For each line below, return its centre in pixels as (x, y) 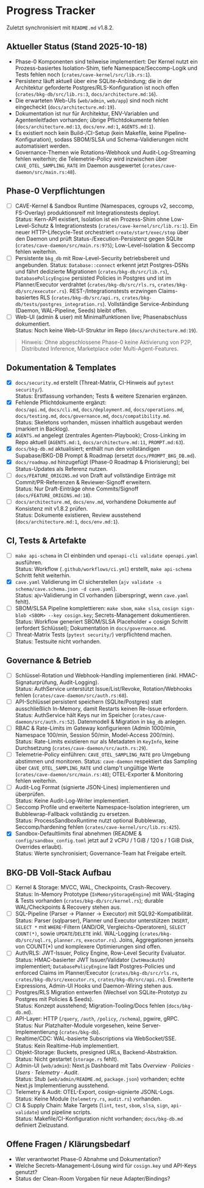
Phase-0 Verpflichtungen (56, 191)
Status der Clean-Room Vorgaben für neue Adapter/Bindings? (93, 1178)
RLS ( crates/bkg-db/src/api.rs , (80, 297)
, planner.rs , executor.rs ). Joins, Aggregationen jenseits (122, 940)
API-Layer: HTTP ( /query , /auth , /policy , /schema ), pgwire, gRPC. (97, 1019)
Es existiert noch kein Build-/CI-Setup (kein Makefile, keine (89, 133)
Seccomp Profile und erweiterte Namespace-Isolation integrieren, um (102, 807)
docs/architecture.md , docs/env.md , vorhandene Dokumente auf (96, 501)
